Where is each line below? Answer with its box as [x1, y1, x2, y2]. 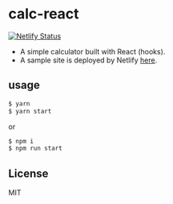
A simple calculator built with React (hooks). [19, 46, 166, 56]
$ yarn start [8, 107, 52, 115]
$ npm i [8, 137, 34, 145]
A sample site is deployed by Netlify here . [19, 55, 158, 65]
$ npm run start [8, 145, 62, 153]
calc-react [8, 5, 79, 23]
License [8, 166, 49, 180]
